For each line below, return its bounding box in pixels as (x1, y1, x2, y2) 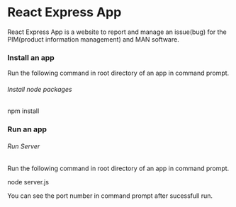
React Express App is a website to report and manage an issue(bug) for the (7, 28, 227, 36)
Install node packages (7, 85, 72, 93)
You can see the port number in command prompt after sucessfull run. (7, 191, 213, 200)
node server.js (7, 177, 50, 186)
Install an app (7, 52, 55, 62)
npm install (7, 107, 40, 115)
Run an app (7, 124, 47, 134)
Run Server (7, 142, 40, 150)
